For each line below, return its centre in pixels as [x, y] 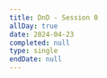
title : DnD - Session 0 [54, 17]
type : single [34, 51]
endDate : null [36, 59]
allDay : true [34, 26]
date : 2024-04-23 [42, 34]
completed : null [40, 43]
